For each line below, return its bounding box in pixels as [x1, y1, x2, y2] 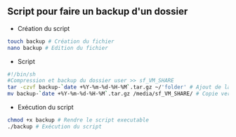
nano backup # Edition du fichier [7, 44, 109, 51]
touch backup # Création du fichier [7, 38, 114, 45]
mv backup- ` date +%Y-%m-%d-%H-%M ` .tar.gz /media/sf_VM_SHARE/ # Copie [7, 91, 218, 98]
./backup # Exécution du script [7, 123, 102, 130]
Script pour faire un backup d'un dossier [7, 6, 188, 18]
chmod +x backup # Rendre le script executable [7, 117, 150, 124]
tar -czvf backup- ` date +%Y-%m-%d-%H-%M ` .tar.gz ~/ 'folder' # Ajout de [7, 84, 221, 91]
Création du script [17, 24, 70, 32]
